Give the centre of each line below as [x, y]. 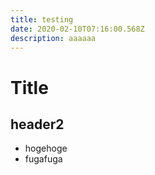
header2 [37, 124]
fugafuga [43, 159]
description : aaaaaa [53, 38]
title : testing [42, 19]
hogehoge [46, 148]
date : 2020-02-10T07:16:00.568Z [77, 29]
